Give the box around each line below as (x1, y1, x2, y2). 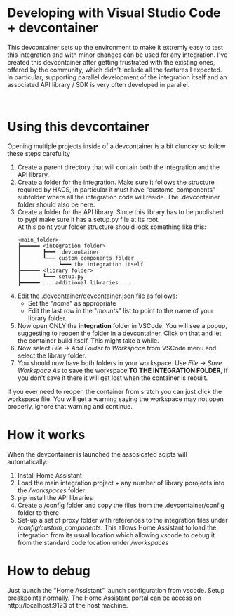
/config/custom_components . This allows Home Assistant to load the (17, 523, 217, 532)
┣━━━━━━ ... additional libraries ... (17, 279, 131, 286)
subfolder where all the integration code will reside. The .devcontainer (17, 192, 220, 201)
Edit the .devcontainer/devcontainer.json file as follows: (17, 291, 177, 300)
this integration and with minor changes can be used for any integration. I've (7, 51, 228, 59)
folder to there (17, 508, 60, 517)
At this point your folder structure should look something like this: (17, 223, 207, 231)
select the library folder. (17, 351, 86, 360)
